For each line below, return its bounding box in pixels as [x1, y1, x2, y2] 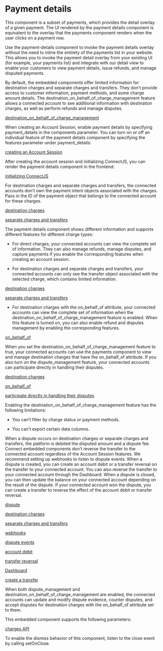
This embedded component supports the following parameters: [5, 616, 132, 622]
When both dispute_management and [5, 586, 80, 592]
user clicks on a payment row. [5, 35, 65, 41]
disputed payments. [5, 70, 45, 76]
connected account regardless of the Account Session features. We [5, 451, 141, 457]
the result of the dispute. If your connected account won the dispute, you [5, 482, 151, 488]
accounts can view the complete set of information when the [12, 309, 134, 315]
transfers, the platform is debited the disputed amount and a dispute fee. [5, 441, 150, 446]
